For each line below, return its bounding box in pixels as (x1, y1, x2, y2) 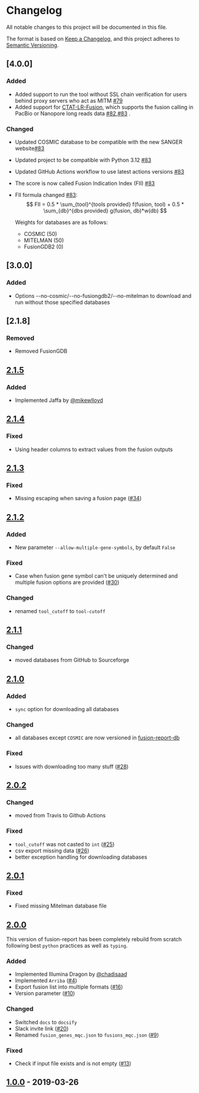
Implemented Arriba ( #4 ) (14, 977, 77, 984)
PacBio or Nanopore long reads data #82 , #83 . (14, 109, 131, 117)
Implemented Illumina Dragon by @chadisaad (14, 970, 128, 978)
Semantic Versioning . (6, 41, 59, 49)
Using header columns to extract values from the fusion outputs (14, 446, 173, 453)
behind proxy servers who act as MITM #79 (14, 97, 123, 104)
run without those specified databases (14, 298, 110, 306)
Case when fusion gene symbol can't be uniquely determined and (14, 572, 178, 580)
